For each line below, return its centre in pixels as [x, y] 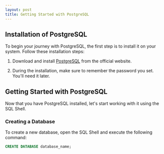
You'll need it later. [31, 76]
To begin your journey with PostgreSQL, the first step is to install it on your [81, 46]
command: [16, 138]
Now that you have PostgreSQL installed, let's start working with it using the [82, 103]
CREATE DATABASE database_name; [38, 147]
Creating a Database [30, 122]
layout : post [18, 10]
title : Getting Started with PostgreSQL [47, 14]
